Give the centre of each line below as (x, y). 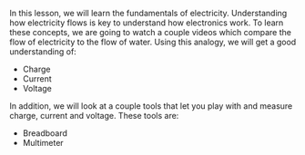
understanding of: (43, 52)
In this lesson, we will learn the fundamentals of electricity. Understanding (148, 13)
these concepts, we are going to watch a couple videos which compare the (150, 32)
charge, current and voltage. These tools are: (94, 116)
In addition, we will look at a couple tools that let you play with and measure (151, 106)
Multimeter (43, 143)
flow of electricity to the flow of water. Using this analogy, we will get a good (153, 42)
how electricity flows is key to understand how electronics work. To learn (147, 23)
